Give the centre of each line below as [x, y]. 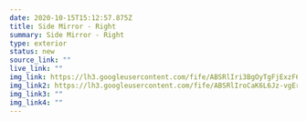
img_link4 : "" [37, 102]
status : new [32, 52]
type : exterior [38, 43]
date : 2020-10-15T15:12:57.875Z [71, 18]
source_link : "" [40, 60]
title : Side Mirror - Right [63, 26]
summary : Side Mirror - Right [67, 35]
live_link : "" [37, 69]
